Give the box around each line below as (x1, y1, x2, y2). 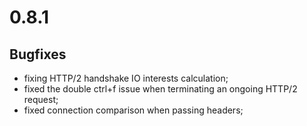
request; (23, 94, 59, 105)
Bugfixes (9, 46, 67, 63)
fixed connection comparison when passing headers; (23, 104, 244, 116)
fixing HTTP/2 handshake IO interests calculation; (23, 72, 229, 84)
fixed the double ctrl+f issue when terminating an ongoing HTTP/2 (23, 83, 298, 95)
